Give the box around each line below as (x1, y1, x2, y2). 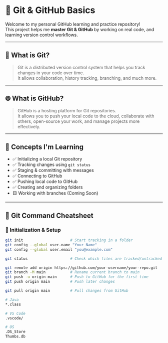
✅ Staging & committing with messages (12, 167, 94, 174)
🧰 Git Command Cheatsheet (5, 211, 93, 220)
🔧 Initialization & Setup (5, 226, 61, 233)
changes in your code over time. (17, 70, 84, 76)
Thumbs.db (5, 334, 26, 339)
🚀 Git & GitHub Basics (5, 5, 95, 16)
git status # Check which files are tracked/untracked (5, 256, 162, 261)
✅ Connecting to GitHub (12, 173, 62, 179)
